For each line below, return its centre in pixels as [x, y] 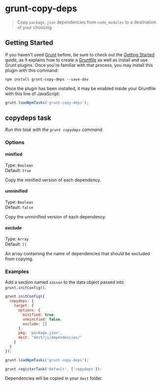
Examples [17, 272]
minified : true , [39, 315]
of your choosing [34, 27]
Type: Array [17, 239]
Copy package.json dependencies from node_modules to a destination [87, 22]
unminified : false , [43, 319]
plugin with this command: [32, 70]
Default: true [18, 170]
